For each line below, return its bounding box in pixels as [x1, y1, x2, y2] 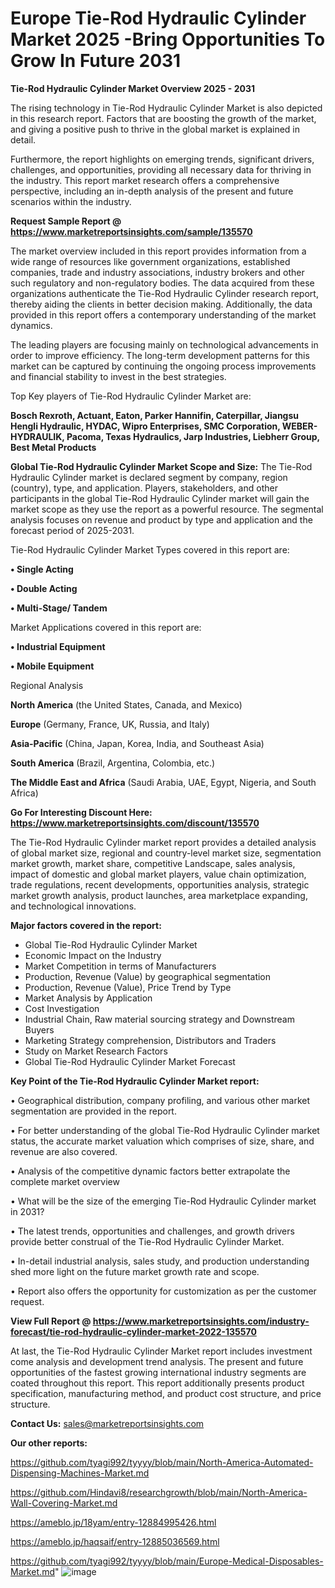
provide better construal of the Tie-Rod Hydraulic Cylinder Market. [10, 1235, 285, 1247]
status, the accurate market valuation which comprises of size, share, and [10, 1135, 315, 1147]
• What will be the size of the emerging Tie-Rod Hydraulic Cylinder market [10, 1195, 317, 1207]
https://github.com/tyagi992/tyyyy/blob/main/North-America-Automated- [10, 1456, 314, 1468]
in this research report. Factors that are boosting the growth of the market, [10, 112, 317, 124]
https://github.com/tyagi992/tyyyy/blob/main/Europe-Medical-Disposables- [10, 1555, 324, 1567]
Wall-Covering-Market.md [10, 1497, 118, 1509]
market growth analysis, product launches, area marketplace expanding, [10, 889, 308, 901]
